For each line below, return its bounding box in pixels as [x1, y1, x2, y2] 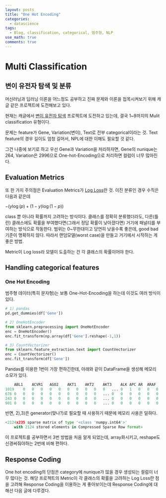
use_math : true [5, 35, 37, 40]
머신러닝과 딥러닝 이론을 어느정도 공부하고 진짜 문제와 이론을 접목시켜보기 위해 [5, 96, 156, 102]
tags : [5, 26, 16, 31]
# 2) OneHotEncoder [5, 320, 46, 325]
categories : [5, 16, 30, 21]
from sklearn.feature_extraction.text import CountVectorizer [5, 347, 136, 352]
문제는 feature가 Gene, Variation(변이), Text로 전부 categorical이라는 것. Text [5, 129, 158, 135]
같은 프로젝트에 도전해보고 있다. [10, 102, 71, 108]
